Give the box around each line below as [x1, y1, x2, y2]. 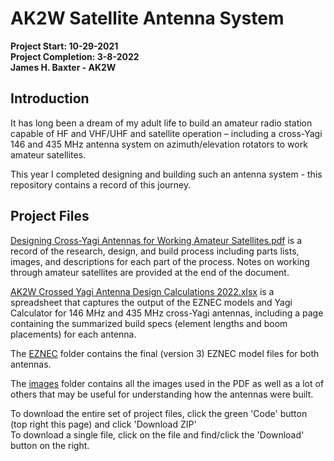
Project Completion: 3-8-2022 [10, 50, 140, 62]
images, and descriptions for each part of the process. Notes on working [10, 255, 310, 267]
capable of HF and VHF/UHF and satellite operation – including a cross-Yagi [10, 127, 323, 139]
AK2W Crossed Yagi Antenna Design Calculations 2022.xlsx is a [10, 285, 275, 297]
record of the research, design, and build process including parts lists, [10, 245, 300, 257]
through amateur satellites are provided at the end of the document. [10, 266, 290, 278]
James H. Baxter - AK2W [10, 61, 117, 73]
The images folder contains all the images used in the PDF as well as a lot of [10, 377, 325, 389]
